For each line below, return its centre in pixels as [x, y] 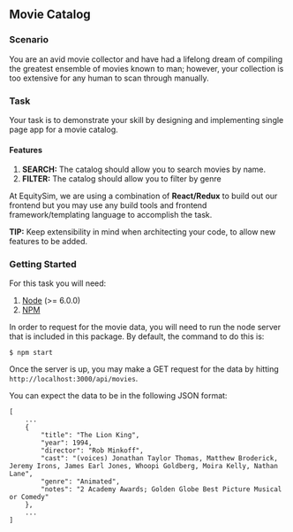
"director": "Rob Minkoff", [92, 451]
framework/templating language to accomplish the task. [111, 215]
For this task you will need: [58, 283]
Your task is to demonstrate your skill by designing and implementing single [146, 120]
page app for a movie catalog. [64, 129]
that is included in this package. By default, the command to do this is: [137, 336]
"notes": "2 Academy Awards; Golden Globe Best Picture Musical [162, 490]
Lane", [21, 474]
